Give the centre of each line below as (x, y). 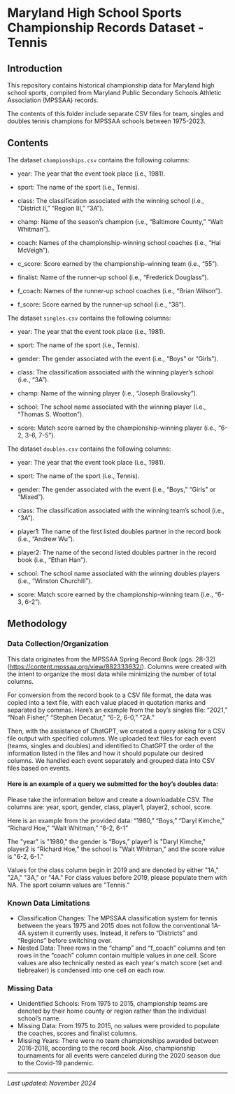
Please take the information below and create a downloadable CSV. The (111, 799)
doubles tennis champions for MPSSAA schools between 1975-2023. (107, 121)
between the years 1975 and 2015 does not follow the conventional (113, 926)
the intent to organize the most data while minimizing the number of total (112, 674)
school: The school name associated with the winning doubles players (119, 573)
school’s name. (39, 1018)
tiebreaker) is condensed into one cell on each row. (91, 970)
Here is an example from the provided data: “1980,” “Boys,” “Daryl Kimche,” (116, 820)
